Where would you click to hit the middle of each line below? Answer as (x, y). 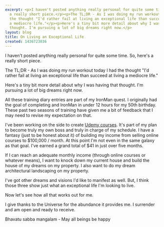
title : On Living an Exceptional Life (44, 37)
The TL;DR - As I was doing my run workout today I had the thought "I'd (77, 70)
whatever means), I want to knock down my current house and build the (77, 160)
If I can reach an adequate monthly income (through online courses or (75, 155)
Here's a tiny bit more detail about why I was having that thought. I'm (74, 85)
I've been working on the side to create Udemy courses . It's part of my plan (81, 125)
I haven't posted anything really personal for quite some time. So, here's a (79, 55)
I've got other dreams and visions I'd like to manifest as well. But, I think (77, 180)
